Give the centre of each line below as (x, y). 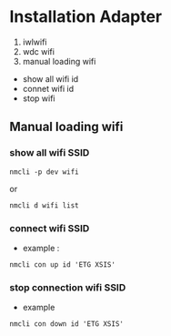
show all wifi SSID (50, 153)
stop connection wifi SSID (68, 287)
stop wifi (39, 98)
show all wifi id (50, 78)
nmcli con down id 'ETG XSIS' (67, 324)
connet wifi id (48, 88)
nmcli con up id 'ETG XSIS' (63, 265)
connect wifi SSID (50, 228)
